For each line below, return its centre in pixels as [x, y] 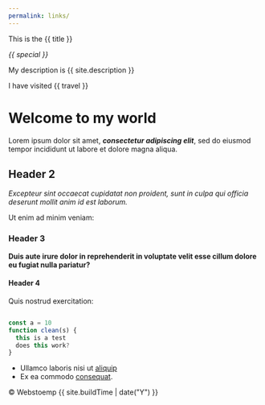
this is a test [41, 338]
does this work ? [43, 345]
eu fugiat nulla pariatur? [49, 264]
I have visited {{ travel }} [48, 85]
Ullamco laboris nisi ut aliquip [69, 368]
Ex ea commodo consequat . [66, 377]
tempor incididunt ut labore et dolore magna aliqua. [93, 149]
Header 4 [24, 283]
